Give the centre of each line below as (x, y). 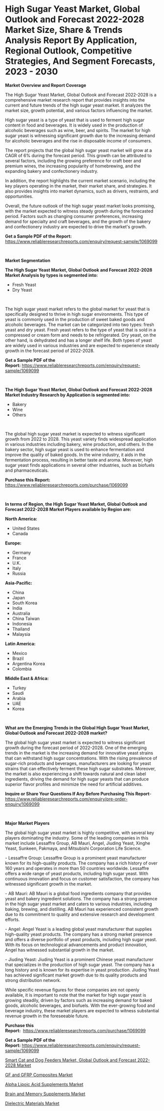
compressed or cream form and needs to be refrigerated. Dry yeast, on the (81, 335)
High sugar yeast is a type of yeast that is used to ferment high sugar (75, 120)
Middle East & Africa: (27, 678)
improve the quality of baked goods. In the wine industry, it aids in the (75, 455)
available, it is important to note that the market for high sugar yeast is (76, 995)
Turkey (19, 688)
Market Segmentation (28, 260)
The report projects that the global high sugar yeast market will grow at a (79, 150)
